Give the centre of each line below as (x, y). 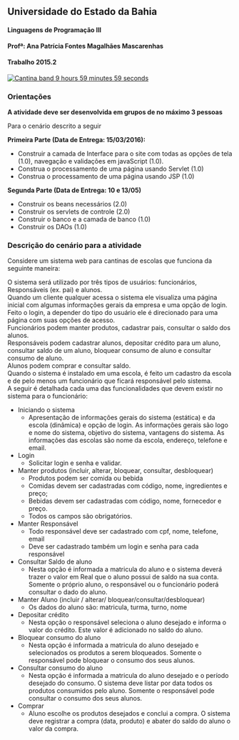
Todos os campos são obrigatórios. (80, 516)
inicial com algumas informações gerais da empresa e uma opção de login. (117, 305)
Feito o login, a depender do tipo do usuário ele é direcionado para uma (113, 313)
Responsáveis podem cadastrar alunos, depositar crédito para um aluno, (114, 343)
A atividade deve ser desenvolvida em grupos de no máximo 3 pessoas (115, 112)
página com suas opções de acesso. (61, 320)
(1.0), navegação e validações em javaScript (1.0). (91, 161)
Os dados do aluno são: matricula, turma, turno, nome (108, 607)
